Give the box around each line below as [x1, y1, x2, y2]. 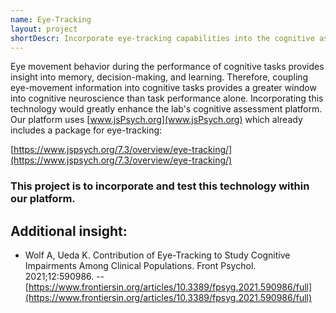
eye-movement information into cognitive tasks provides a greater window [10, 82, 317, 94]
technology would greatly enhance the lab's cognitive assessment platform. [10, 103, 323, 115]
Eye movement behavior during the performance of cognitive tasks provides [10, 61, 325, 73]
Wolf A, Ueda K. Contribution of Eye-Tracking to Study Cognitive [24, 249, 291, 261]
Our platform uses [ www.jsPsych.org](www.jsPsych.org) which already [10, 114, 303, 126]
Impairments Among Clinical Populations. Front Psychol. [24, 260, 257, 272]
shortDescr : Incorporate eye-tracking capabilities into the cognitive [10, 33, 315, 43]
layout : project [10, 24, 78, 34]
